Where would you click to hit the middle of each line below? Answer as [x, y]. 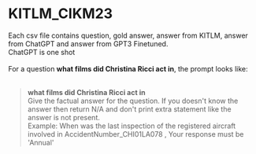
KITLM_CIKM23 [60, 14]
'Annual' [41, 142]
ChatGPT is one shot [42, 52]
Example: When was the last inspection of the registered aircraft [132, 126]
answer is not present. [64, 117]
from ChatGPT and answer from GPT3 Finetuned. [88, 43]
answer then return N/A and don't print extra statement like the [129, 109]
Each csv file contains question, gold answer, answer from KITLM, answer [128, 35]
